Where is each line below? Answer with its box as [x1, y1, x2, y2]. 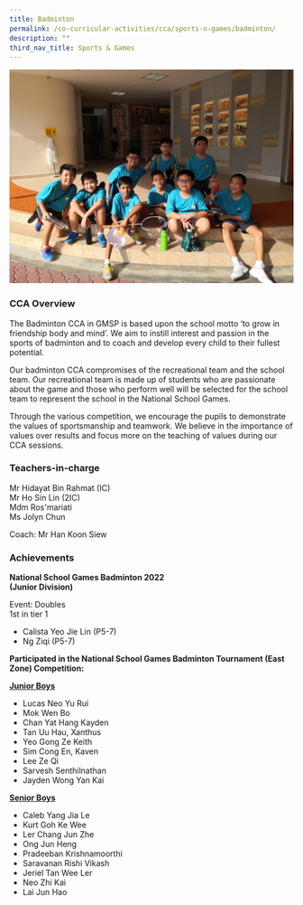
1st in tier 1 [9, 608, 49, 619]
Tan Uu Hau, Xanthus [22, 727, 102, 738]
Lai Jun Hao [22, 887, 68, 898]
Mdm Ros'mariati [9, 502, 72, 513]
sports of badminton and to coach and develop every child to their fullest [9, 337, 280, 348]
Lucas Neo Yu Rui [22, 698, 89, 709]
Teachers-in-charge [9, 462, 100, 475]
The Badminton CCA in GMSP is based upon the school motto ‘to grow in [9, 317, 280, 329]
